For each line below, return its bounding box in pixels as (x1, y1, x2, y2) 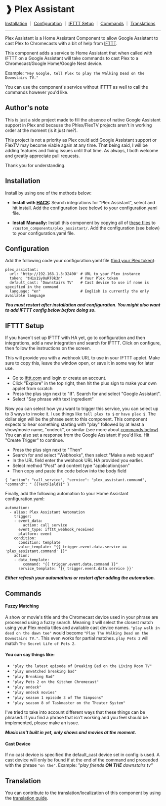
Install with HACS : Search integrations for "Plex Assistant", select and (12, 199, 156, 205)
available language (5, 293, 45, 298)
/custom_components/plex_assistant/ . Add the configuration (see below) (12, 225, 160, 231)
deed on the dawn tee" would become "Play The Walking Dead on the (5, 630, 149, 635)
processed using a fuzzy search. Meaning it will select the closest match (5, 619, 153, 625)
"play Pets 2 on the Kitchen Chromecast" (12, 679, 99, 685)
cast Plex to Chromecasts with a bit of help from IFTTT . (5, 40, 118, 46)
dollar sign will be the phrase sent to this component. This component (5, 416, 147, 422)
